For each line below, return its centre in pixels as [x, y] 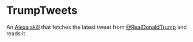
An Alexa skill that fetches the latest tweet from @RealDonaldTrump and [96, 27]
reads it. [17, 33]
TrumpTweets [42, 10]
